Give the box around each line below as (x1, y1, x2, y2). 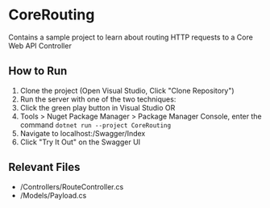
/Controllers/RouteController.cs (19, 181, 124, 191)
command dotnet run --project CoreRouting (19, 119, 172, 130)
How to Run (8, 64, 68, 78)
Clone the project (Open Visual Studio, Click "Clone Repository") (19, 85, 235, 95)
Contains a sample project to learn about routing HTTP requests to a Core (8, 32, 254, 42)
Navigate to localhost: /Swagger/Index (19, 128, 146, 138)
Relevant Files (8, 160, 81, 174)
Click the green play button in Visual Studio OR (19, 102, 176, 112)
